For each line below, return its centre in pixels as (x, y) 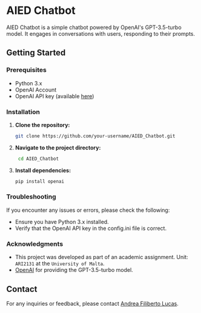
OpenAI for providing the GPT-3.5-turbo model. (74, 270)
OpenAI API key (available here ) (54, 96)
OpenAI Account (36, 90)
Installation (23, 111)
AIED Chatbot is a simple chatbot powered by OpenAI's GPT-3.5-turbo (94, 27)
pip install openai (40, 181)
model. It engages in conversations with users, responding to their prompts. (101, 33)
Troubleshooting (31, 197)
